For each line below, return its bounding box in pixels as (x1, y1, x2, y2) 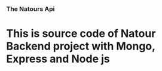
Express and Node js (6, 53, 111, 66)
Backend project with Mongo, (6, 39, 155, 53)
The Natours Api (6, 5, 55, 13)
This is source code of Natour (6, 27, 156, 41)
